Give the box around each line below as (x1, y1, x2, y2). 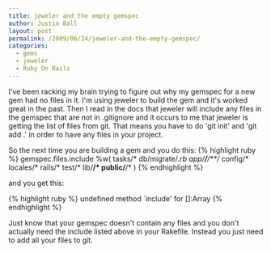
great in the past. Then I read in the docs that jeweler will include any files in (8, 103, 262, 113)
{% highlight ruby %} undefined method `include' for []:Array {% (8, 193, 223, 203)
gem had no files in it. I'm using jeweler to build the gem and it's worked (8, 95, 248, 105)
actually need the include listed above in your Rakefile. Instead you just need (8, 226, 264, 236)
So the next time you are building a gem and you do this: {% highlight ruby (8, 145, 256, 154)
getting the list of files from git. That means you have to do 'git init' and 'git (8, 120, 257, 130)
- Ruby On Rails (15, 65, 70, 73)
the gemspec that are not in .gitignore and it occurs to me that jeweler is (8, 112, 248, 122)
